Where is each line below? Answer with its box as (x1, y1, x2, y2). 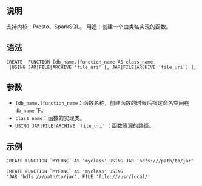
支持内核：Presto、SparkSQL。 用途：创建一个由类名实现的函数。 (6, 23, 172, 30)
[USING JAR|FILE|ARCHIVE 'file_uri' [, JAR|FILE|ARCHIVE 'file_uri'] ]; (8, 64, 197, 70)
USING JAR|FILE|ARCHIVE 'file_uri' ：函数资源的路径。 (15, 122, 155, 129)
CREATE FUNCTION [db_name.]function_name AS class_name (6, 59, 153, 65)
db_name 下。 (15, 107, 47, 114)
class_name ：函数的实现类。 (15, 115, 86, 122)
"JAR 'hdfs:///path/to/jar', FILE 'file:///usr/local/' (6, 174, 150, 180)
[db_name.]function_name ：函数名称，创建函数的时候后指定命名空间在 (15, 99, 190, 107)
